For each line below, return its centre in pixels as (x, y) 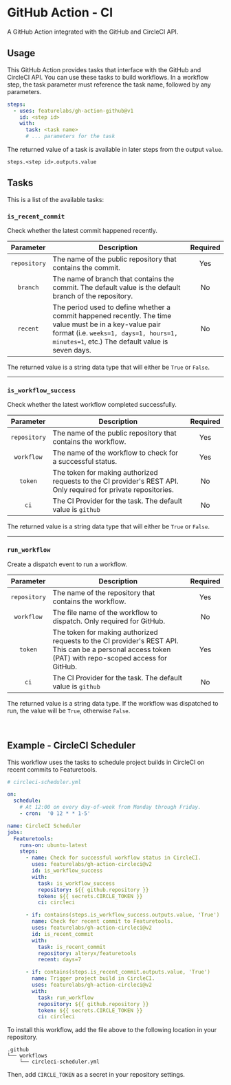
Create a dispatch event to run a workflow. (67, 564)
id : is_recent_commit (63, 934)
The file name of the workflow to (105, 612)
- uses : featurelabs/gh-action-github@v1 (74, 111)
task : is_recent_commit (72, 947)
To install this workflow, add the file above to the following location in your (112, 1030)
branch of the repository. (93, 296)
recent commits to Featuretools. (52, 769)
